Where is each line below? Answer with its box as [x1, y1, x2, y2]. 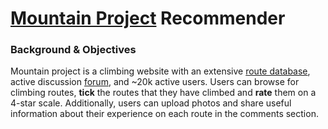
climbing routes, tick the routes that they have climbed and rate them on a [10, 87, 317, 99]
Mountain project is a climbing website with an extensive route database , [10, 65, 311, 77]
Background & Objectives [10, 43, 137, 57]
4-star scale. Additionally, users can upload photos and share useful [10, 97, 292, 109]
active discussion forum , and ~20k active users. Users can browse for [10, 76, 300, 88]
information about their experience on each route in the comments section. [10, 108, 319, 120]
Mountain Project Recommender [10, 7, 286, 30]
